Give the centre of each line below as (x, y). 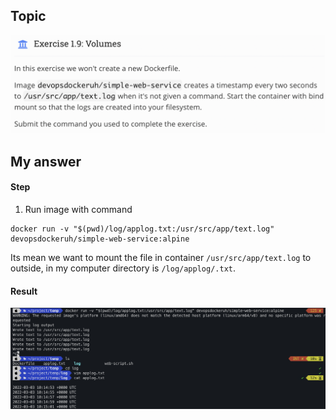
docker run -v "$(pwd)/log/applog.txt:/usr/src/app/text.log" (142, 229)
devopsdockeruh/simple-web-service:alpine (100, 239)
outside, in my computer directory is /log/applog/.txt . (123, 268)
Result (24, 291)
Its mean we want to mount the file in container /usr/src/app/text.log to (161, 257)
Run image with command (78, 209)
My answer (46, 161)
